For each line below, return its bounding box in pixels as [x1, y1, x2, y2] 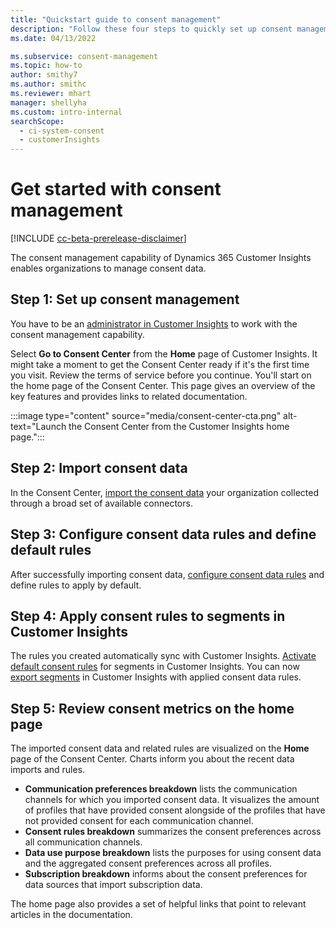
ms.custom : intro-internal [10, 107, 123, 117]
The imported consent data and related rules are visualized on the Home [10, 742, 310, 755]
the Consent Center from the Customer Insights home [68, 420, 290, 432]
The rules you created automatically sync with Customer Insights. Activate [10, 650, 317, 662]
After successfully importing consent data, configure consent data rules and [10, 568, 325, 580]
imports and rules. [10, 764, 86, 776]
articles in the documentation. [10, 909, 133, 921]
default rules [10, 542, 92, 559]
